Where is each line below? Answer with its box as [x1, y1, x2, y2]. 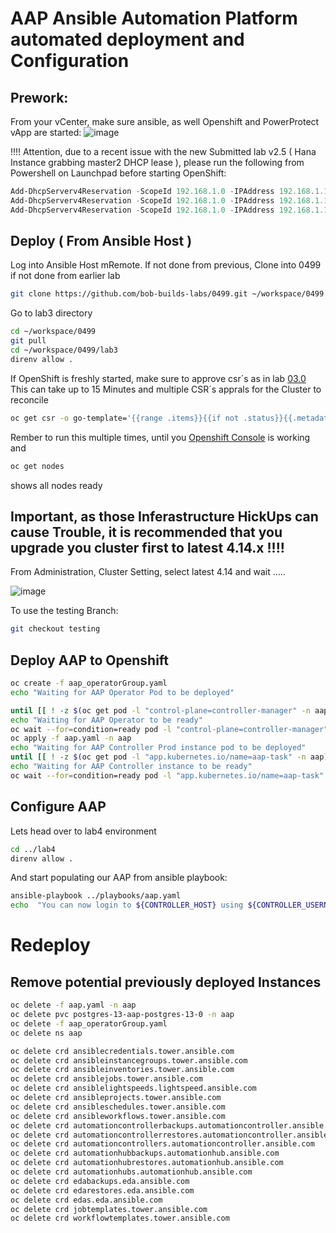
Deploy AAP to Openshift [10, 652, 170, 669]
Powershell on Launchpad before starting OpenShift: [10, 167, 227, 179]
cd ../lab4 [10, 844, 56, 854]
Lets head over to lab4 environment [10, 825, 157, 837]
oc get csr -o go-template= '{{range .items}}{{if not [10, 413, 240, 423]
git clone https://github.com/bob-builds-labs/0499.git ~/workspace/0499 [10, 289, 325, 299]
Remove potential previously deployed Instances [10, 973, 322, 991]
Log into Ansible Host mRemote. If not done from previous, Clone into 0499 [10, 259, 322, 271]
